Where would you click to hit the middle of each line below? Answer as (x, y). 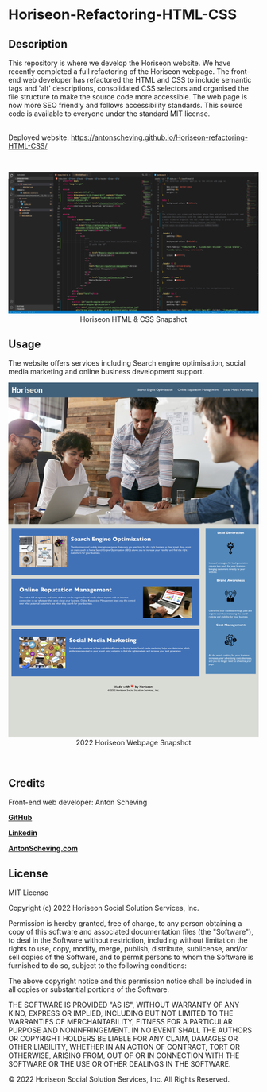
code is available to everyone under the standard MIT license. (109, 114)
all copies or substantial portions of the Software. (89, 989)
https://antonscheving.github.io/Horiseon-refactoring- (159, 137)
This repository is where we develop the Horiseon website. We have (120, 63)
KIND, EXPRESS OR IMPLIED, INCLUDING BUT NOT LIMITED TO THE (121, 1013)
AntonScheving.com (43, 849)
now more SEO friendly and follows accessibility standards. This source (126, 105)
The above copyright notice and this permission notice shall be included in (130, 981)
